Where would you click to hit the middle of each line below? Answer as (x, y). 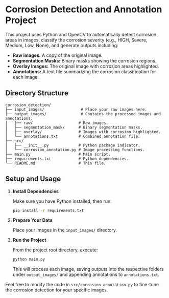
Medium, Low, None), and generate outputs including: (62, 45)
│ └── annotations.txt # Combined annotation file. (73, 136)
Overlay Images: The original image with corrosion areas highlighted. (86, 66)
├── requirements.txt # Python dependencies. (67, 159)
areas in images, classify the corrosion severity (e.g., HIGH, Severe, (76, 40)
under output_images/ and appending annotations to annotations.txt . (86, 274)
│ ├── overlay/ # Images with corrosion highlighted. (83, 132)
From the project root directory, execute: (55, 250)
